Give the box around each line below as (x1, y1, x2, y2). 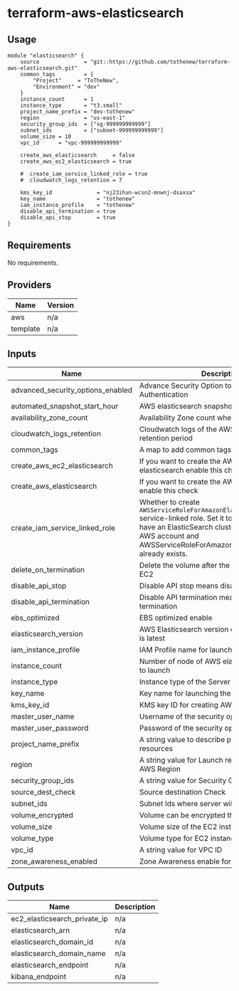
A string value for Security (139, 775, 227, 785)
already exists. (139, 549, 188, 559)
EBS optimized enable (139, 613, 213, 623)
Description (115, 902, 156, 912)
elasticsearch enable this (139, 465, 223, 475)
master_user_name (11, 711, 75, 721)
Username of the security (139, 711, 225, 721)
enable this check (139, 486, 198, 496)
